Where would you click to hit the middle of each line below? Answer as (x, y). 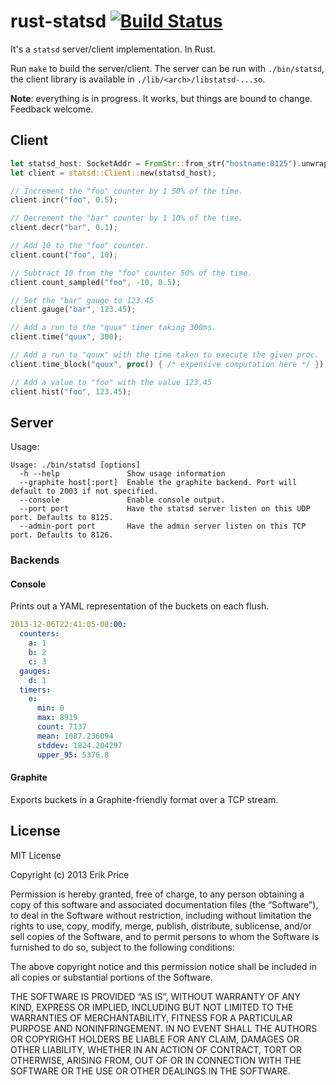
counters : (39, 634)
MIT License (36, 855)
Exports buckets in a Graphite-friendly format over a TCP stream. (144, 799)
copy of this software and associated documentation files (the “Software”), (164, 904)
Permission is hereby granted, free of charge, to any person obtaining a (157, 894)
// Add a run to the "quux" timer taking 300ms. (113, 328)
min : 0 (50, 708)
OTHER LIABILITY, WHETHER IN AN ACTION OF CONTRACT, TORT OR (156, 1049)
